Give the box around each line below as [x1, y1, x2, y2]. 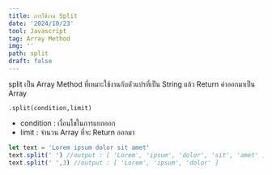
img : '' [8, 42, 35, 50]
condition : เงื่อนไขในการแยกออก [19, 118, 116, 128]
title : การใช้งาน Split [8, 11, 79, 20]
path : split [8, 49, 49, 58]
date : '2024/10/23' [8, 19, 74, 28]
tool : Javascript [8, 27, 67, 35]
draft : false [8, 58, 53, 66]
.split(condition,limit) [8, 104, 92, 112]
